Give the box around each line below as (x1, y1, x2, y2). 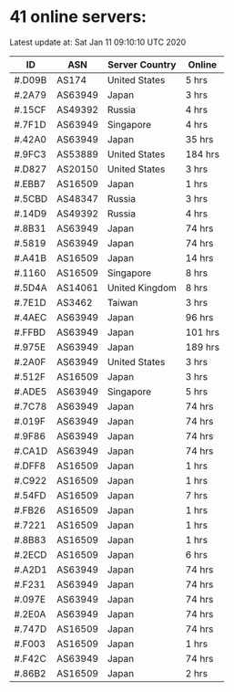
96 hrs (185, 310, 214, 323)
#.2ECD (14, 548, 47, 561)
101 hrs (185, 326, 220, 339)
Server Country (107, 58, 177, 70)
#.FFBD (14, 326, 46, 339)
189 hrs (185, 341, 220, 353)
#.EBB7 (14, 177, 46, 190)
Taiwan (107, 296, 138, 309)
